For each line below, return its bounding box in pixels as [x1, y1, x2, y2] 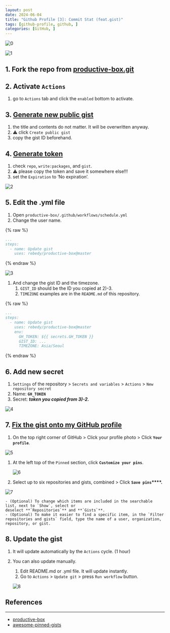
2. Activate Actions [5, 82, 66, 91]
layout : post [5, 7, 33, 13]
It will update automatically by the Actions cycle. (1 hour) [12, 548, 131, 554]
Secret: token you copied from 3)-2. [12, 396, 90, 402]
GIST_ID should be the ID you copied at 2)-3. [20, 285, 113, 291]
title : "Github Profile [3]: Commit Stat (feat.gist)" [5, 17, 123, 22]
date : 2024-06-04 [5, 12, 42, 17]
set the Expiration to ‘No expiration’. [12, 173, 89, 179]
